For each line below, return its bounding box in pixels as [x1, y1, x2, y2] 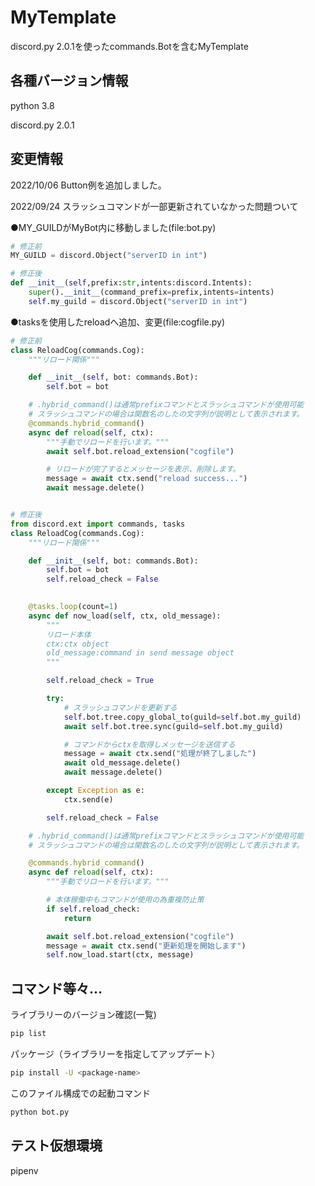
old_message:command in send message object [46, 648, 235, 658]
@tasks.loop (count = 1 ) [28, 602, 118, 612]
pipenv [10, 1164, 39, 1176]
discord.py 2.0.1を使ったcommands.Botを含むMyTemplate [10, 40, 249, 52]
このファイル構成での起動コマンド [10, 1087, 151, 1099]
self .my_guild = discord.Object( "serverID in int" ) [28, 296, 248, 306]
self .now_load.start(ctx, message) [46, 950, 195, 960]
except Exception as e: [46, 786, 145, 796]
